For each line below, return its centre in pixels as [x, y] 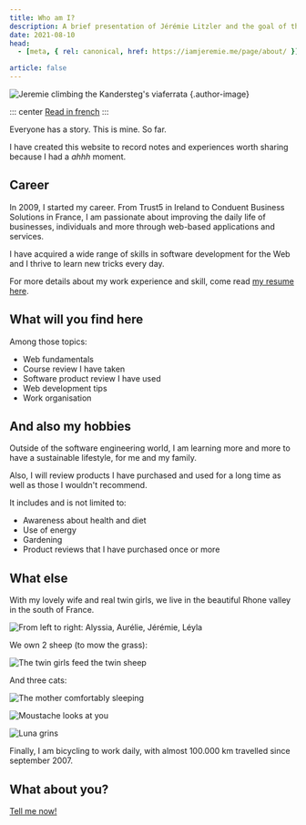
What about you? [59, 789]
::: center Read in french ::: [59, 112]
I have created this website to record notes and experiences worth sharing [149, 147]
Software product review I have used [92, 378]
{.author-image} [220, 94]
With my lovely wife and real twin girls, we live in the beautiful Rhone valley [150, 600]
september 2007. [41, 760]
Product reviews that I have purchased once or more [121, 550]
